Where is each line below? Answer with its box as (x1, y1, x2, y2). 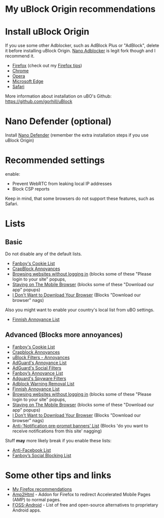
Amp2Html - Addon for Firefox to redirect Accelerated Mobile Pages (12, 491, 151, 497)
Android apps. (12, 507, 41, 513)
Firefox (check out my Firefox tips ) (12, 63, 82, 69)
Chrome (12, 68, 29, 74)
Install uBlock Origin (5, 26, 90, 38)
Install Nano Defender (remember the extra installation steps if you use (5, 132, 149, 138)
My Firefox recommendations (12, 486, 72, 492)
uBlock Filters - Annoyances (12, 354, 70, 360)
